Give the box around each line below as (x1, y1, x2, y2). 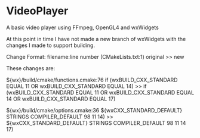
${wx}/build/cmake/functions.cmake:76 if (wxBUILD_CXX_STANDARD (6, 76, 178, 83)
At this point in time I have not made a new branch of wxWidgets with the (6, 35, 186, 42)
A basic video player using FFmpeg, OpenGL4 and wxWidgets (6, 24, 159, 31)
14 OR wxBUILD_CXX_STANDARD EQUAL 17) (6, 95, 116, 102)
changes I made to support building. (6, 42, 96, 49)
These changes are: (6, 64, 56, 72)
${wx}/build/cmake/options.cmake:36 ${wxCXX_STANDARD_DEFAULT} (6, 106, 183, 114)
